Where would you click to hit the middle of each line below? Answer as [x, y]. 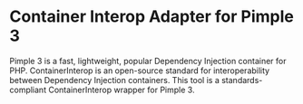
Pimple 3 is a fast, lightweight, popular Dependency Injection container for [148, 61]
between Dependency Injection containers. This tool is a [115, 80]
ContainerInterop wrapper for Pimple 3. [122, 90]
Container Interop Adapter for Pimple [152, 17]
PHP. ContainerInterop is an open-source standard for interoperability [140, 71]
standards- [242, 80]
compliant [28, 90]
